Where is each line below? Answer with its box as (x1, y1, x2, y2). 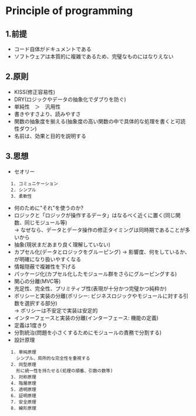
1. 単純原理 (11, 349, 36, 355)
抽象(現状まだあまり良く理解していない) (13, 241, 111, 248)
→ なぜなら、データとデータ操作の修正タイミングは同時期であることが (13, 226, 185, 233)
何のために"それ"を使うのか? (13, 204, 83, 211)
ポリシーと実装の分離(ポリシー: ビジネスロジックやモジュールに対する (13, 292, 183, 299)
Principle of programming (5, 4, 133, 18)
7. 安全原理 (11, 399, 36, 405)
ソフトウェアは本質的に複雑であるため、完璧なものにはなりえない (13, 53, 174, 60)
